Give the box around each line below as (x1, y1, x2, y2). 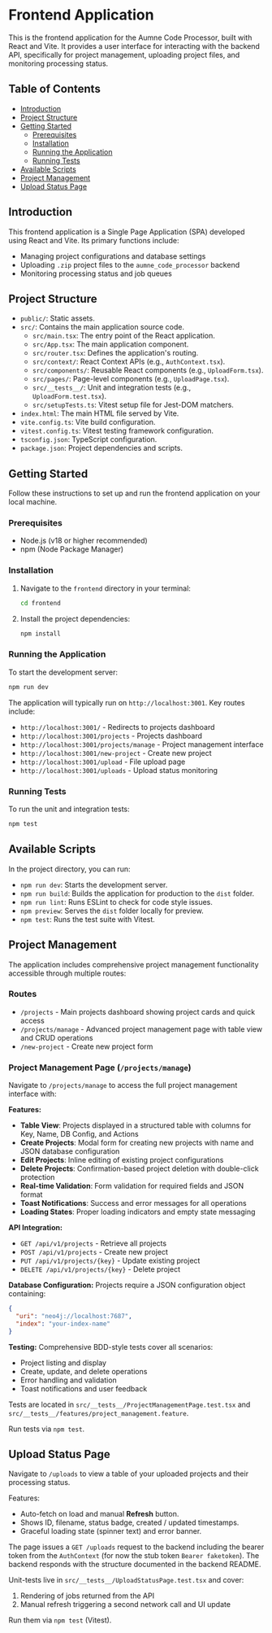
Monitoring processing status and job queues (19, 269, 172, 278)
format (19, 1190, 43, 1199)
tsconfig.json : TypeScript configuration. (19, 434, 158, 444)
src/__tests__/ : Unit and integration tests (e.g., (32, 382, 192, 392)
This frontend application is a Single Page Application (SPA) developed (8, 226, 245, 237)
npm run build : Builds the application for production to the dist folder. (19, 889, 255, 898)
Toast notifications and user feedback (19, 1383, 148, 1393)
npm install (19, 629, 61, 638)
